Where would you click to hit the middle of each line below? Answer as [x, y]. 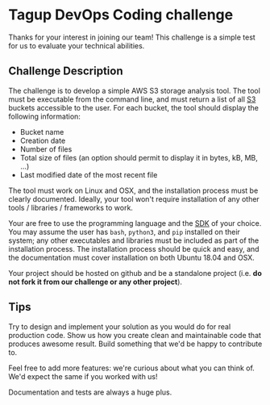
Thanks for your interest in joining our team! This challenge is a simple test [132, 37]
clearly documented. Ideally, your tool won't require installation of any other [134, 198]
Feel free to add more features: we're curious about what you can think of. [132, 368]
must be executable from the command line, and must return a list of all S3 [132, 99]
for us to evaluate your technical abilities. [77, 45]
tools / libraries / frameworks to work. [71, 207]
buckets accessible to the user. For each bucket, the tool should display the [134, 107]
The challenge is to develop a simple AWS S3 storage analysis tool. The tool [134, 90]
